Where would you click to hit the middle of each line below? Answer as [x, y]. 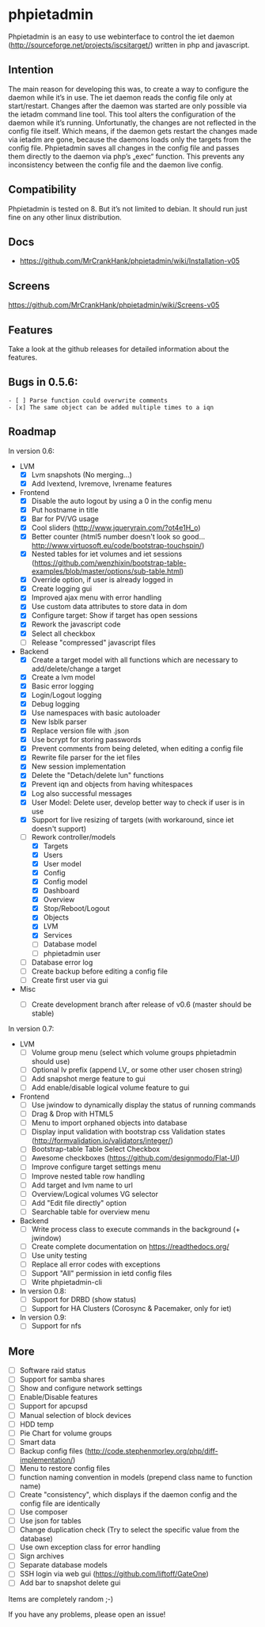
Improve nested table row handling [88, 1176]
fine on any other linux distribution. [65, 217]
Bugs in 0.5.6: [43, 382]
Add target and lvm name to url [82, 1185]
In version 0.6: [32, 451]
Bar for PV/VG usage [65, 518]
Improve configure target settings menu [96, 1167]
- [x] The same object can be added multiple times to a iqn [111, 407]
